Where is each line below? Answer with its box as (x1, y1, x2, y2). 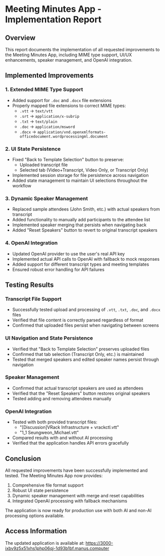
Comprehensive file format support (12, 482, 84, 488)
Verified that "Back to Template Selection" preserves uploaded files (12, 346, 149, 352)
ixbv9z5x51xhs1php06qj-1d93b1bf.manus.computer (5, 545, 109, 551)
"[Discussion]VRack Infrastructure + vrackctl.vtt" (19, 424, 119, 430)
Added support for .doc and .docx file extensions (12, 97, 112, 103)
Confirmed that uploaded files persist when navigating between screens (12, 322, 159, 328)
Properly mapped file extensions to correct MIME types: (12, 103, 126, 108)
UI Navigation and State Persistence (5, 335, 94, 342)
